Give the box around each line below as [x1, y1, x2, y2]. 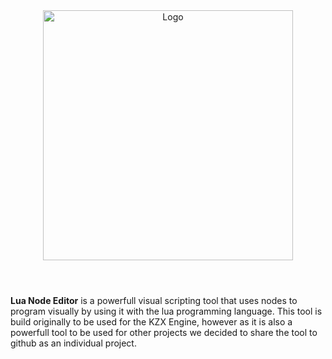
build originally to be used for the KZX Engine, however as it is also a [10, 316, 293, 328]
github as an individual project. [10, 337, 137, 349]
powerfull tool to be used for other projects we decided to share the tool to [10, 327, 318, 339]
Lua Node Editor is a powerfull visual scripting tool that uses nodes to [10, 295, 298, 307]
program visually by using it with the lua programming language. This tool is [10, 305, 323, 318]
